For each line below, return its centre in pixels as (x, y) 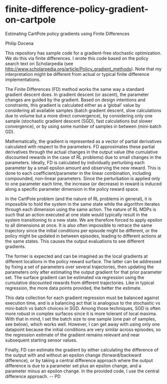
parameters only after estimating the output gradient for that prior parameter (83, 272)
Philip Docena (19, 43)
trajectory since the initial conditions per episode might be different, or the (82, 230)
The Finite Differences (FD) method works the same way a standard (75, 89)
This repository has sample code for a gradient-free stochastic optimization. (83, 53)
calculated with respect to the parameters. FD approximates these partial (80, 146)
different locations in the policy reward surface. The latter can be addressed (83, 261)
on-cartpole (30, 20)
